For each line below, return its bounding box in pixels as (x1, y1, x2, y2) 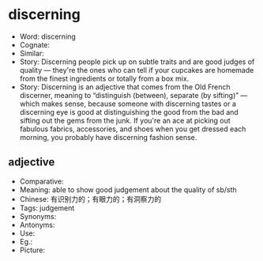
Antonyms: (19, 220, 55, 229)
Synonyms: (19, 211, 57, 221)
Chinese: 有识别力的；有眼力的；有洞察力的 (19, 194, 162, 203)
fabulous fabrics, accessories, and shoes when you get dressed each (19, 124, 246, 134)
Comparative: (19, 176, 65, 186)
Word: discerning (19, 32, 77, 41)
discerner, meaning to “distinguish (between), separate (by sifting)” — (19, 90, 248, 100)
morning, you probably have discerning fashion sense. (19, 132, 197, 142)
